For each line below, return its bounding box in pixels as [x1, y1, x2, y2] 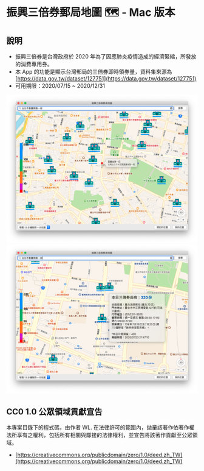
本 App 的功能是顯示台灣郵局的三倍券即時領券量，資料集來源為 [15, 68, 172, 75]
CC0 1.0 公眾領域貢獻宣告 [6, 406, 103, 417]
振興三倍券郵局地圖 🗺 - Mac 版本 [6, 5, 175, 19]
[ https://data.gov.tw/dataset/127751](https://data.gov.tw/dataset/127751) [15, 75, 197, 82]
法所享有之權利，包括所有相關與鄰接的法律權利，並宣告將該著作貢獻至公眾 [6, 431, 192, 439]
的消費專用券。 [15, 60, 53, 68]
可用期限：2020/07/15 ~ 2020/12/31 [15, 82, 105, 89]
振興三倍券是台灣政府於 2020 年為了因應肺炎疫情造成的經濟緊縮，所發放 [15, 53, 197, 60]
